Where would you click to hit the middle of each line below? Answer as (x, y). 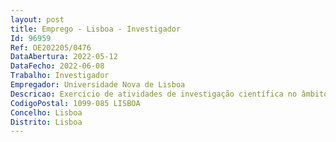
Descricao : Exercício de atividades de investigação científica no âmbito (169, 94)
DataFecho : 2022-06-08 (57, 66)
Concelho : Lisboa (46, 112)
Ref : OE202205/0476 (51, 47)
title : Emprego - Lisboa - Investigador (96, 29)
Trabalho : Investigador (60, 76)
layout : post (37, 19)
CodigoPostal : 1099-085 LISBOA (75, 103)
